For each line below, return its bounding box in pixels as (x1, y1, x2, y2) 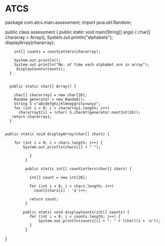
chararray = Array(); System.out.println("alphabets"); (5, 34, 113, 40)
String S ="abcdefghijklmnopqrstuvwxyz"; (14, 101, 101, 106)
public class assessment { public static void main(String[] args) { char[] (5, 29, 151, 35)
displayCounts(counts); (16, 66, 65, 71)
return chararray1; (11, 114, 52, 119)
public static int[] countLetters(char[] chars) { (25, 166, 132, 171)
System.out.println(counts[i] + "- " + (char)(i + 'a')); (38, 218, 161, 223)
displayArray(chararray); (5, 39, 55, 45)
